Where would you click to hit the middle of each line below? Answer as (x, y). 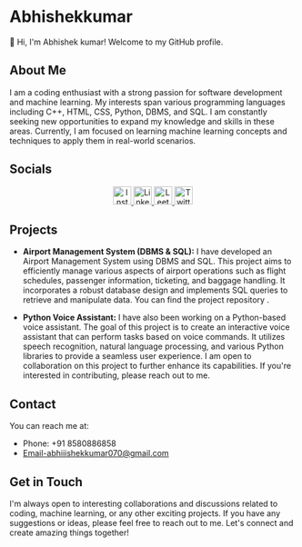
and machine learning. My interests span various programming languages (147, 102)
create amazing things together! (69, 532)
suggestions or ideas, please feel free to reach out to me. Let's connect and (151, 523)
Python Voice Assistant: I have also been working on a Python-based (154, 318)
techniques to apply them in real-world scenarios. (103, 140)
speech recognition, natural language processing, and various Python (153, 346)
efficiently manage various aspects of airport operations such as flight (154, 271)
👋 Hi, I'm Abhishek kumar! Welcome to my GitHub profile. (116, 42)
